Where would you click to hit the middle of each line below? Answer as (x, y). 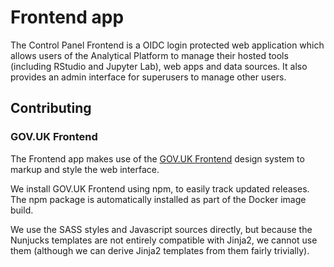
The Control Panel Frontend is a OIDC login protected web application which (167, 45)
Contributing (51, 108)
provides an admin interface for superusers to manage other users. (148, 77)
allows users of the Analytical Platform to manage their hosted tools (149, 55)
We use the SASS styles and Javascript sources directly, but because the (161, 229)
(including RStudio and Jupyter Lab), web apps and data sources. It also (159, 66)
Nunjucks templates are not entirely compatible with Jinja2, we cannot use (164, 240)
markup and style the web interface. (85, 169)
